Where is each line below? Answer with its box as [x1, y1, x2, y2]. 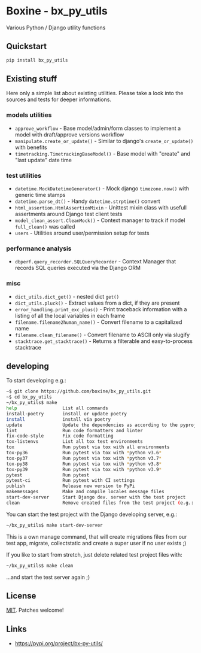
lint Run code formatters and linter [6, 427, 144, 433]
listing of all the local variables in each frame [14, 312, 126, 319]
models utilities [6, 111, 52, 119]
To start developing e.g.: [6, 377, 66, 384]
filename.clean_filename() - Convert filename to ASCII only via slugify [14, 331, 190, 338]
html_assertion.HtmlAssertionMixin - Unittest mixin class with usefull [14, 204, 187, 211]
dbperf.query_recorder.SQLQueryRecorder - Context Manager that [14, 258, 176, 265]
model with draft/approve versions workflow [14, 130, 124, 138]
